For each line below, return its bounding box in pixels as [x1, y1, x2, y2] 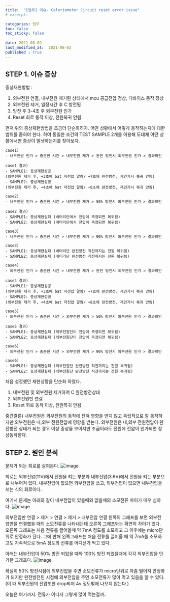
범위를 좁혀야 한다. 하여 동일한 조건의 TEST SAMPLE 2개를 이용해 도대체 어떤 [5, 131, 159, 138]
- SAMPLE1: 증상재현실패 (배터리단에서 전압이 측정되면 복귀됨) [5, 214, 121, 220]
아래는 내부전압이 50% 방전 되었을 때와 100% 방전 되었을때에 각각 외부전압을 [5, 551, 158, 557]
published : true [5, 49, 42, 55]
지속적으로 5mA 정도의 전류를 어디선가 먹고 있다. [14, 540, 111, 546]
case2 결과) [5, 209, 28, 214]
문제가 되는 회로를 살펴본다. [5, 463, 60, 469]
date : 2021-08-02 [5, 40, 42, 46]
